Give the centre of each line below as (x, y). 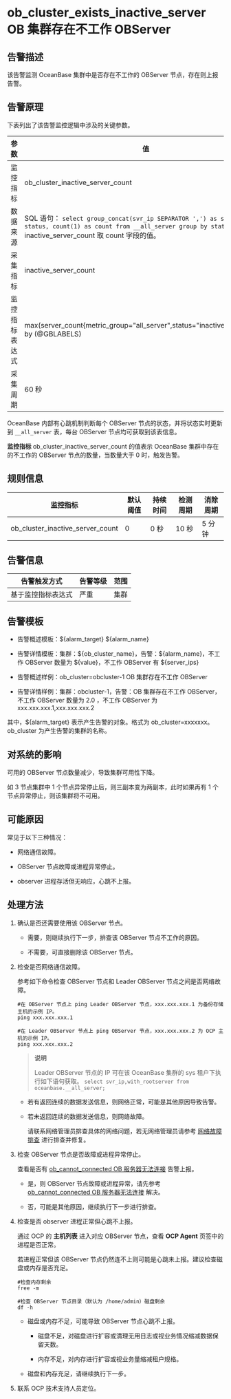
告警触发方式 (42, 581)
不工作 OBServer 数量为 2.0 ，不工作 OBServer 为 (87, 701)
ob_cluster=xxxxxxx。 (182, 722)
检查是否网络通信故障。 (50, 967)
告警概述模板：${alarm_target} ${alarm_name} (83, 639)
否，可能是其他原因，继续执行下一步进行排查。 (93, 1206)
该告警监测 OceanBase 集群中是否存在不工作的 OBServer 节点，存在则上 (110, 75)
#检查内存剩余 (34, 1282)
